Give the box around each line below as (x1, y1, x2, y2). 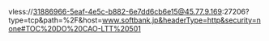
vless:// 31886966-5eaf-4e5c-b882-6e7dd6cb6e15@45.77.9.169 (8, 7, 223, 16)
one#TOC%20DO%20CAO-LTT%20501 (8, 24, 142, 33)
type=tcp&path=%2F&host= (8, 15, 103, 25)
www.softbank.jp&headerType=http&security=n (101, 15, 261, 25)
